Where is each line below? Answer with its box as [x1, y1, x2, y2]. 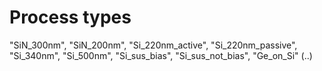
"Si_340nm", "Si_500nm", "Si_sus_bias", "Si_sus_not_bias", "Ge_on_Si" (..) [9, 49, 313, 61]
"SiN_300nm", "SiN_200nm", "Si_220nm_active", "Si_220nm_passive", [9, 39, 298, 51]
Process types [9, 6, 132, 29]
